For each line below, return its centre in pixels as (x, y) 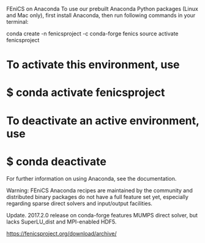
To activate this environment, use (93, 65)
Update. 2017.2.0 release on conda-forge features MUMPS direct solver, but (102, 215)
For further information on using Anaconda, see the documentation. (91, 178)
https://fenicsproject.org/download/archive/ (61, 233)
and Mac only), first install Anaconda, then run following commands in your (101, 15)
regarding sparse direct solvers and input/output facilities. (80, 203)
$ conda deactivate (57, 161)
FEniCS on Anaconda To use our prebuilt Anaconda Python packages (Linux (102, 9)
